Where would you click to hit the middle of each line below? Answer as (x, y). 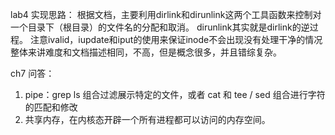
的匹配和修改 (51, 107)
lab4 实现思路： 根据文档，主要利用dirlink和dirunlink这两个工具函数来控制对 (166, 14)
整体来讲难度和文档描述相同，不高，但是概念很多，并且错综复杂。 (146, 52)
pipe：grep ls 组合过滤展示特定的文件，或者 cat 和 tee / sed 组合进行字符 (175, 94)
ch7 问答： (32, 73)
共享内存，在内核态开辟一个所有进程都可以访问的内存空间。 (147, 119)
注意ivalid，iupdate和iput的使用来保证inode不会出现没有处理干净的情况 (176, 39)
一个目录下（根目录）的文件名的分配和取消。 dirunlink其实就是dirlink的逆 (160, 27)
